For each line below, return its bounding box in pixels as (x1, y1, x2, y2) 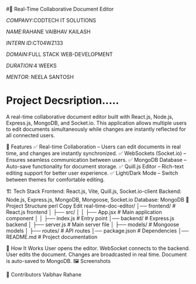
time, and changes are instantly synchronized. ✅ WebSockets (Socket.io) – (6, 150, 186, 157)
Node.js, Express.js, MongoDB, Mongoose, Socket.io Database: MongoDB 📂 (6, 196, 190, 203)
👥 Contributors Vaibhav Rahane (6, 271, 82, 278)
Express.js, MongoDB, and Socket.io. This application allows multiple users (6, 119, 187, 126)
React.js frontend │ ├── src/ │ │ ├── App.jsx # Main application (6, 208, 162, 216)
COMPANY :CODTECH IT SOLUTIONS (6, 17, 97, 23)
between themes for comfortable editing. (6, 176, 105, 183)
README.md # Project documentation (6, 233, 98, 240)
